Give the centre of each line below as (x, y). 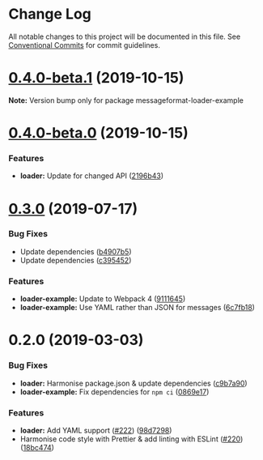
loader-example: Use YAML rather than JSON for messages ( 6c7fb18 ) (137, 308)
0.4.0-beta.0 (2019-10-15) (98, 133)
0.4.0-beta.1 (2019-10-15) (96, 78)
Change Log (50, 14)
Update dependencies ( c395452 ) (76, 260)
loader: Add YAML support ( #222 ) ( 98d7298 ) (96, 430)
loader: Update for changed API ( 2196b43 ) (92, 176)
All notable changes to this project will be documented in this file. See (125, 36)
